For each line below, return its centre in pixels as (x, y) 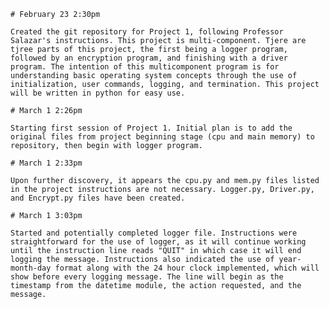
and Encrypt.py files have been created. (98, 198)
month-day (31, 268)
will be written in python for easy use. (98, 93)
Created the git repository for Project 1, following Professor (147, 32)
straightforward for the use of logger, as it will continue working (158, 242)
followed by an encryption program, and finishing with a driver (149, 58)
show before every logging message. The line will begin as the (147, 277)
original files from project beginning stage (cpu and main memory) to (162, 137)
